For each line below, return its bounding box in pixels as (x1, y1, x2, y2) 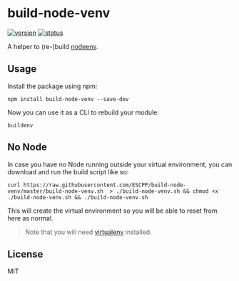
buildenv (7, 122, 34, 129)
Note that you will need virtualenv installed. (24, 228, 152, 236)
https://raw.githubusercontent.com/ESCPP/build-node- (23, 181, 187, 189)
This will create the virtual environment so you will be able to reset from (7, 206, 218, 215)
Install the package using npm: (7, 82, 98, 90)
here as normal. (7, 213, 54, 222)
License (7, 248, 44, 260)
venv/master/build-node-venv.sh (7, 187, 103, 195)
